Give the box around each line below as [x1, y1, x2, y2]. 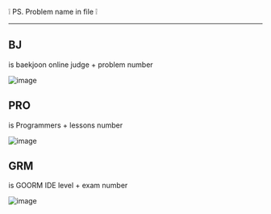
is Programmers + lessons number [8, 120, 123, 130]
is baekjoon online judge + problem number [8, 60, 153, 69]
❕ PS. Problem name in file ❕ [8, 7, 98, 16]
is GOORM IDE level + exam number [8, 181, 128, 191]
